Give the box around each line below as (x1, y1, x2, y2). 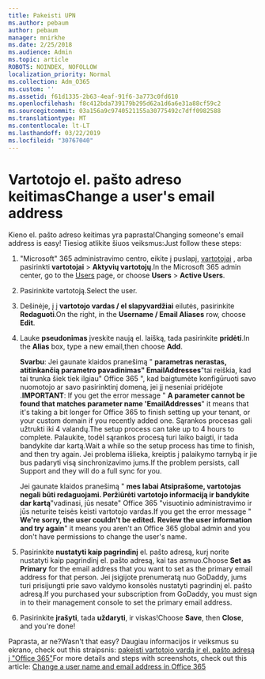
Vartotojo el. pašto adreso (8, 171, 182, 188)
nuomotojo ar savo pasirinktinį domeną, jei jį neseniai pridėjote (19, 383, 224, 392)
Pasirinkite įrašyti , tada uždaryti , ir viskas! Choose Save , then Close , (19, 613, 244, 623)
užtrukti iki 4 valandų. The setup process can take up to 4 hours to (19, 424, 235, 434)
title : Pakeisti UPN (8, 11, 77, 20)
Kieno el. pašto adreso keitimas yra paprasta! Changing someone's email (8, 230, 244, 240)
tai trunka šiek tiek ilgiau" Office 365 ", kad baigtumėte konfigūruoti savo (19, 374, 256, 383)
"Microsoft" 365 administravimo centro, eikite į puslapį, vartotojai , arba (19, 254, 253, 263)
